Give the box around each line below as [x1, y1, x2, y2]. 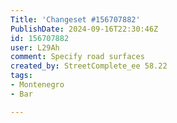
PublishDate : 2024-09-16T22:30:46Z [10, 24, 159, 34]
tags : [10, 71, 33, 81]
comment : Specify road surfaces [10, 52, 145, 62]
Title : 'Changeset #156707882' [10, 14, 141, 25]
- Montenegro [10, 80, 65, 90]
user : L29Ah [10, 42, 60, 53]
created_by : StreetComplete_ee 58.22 [10, 61, 168, 71]
